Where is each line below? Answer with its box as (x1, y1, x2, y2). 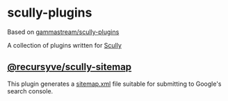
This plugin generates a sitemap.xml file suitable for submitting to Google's (7, 80, 222, 88)
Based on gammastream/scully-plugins (7, 28, 120, 36)
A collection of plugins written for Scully (7, 41, 122, 49)
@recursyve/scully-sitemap (7, 61, 132, 73)
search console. (7, 86, 54, 95)
